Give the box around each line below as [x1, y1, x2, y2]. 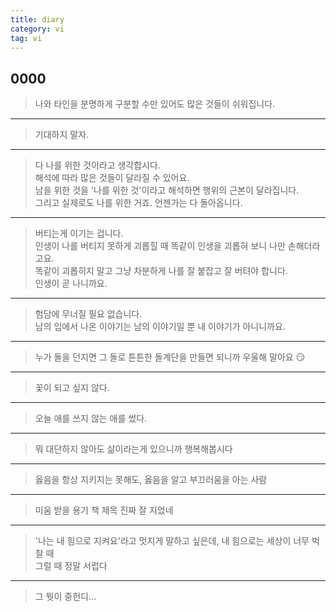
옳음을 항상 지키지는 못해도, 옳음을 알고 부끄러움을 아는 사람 [34, 474, 268, 486]
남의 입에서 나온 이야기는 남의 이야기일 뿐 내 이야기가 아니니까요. [34, 321, 286, 333]
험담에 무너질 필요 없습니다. [34, 308, 143, 320]
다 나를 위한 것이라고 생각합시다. [34, 159, 161, 171]
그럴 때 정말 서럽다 [34, 560, 108, 572]
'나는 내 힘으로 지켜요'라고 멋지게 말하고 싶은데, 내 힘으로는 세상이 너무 [34, 535, 310, 547]
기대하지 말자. [34, 129, 90, 141]
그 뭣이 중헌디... [34, 591, 97, 603]
